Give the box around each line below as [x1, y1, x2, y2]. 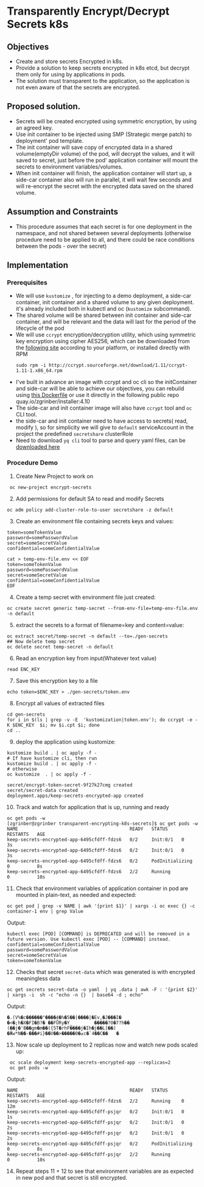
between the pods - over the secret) [15, 242, 107, 250]
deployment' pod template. [15, 137, 84, 144]
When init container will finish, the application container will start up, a [15, 169, 192, 176]
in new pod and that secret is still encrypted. [15, 1174, 127, 1181]
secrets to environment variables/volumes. [15, 163, 123, 170]
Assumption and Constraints [7, 206, 118, 217]
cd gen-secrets [7, 711, 46, 717]
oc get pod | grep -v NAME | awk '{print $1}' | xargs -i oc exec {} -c [7, 902, 195, 909]
